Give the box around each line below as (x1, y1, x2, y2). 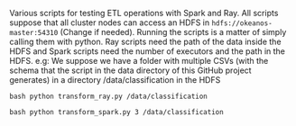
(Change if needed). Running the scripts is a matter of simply (60, 27, 287, 37)
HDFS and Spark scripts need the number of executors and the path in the (9, 46, 286, 57)
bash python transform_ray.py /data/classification (9, 92, 208, 101)
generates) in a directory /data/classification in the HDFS (9, 75, 221, 85)
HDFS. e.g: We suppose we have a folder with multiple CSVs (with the (9, 56, 269, 66)
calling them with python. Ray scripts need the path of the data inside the (9, 36, 282, 47)
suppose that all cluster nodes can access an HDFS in (9, 17, 210, 28)
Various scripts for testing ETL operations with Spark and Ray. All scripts (9, 8, 279, 18)
